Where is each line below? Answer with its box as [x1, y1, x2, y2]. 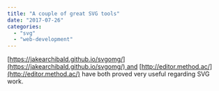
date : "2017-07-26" [7, 17, 64, 24]
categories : [7, 23, 42, 30]
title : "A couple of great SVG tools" [7, 10, 120, 17]
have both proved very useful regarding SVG [81, 70, 210, 78]
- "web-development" [13, 36, 73, 43]
